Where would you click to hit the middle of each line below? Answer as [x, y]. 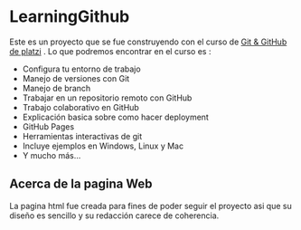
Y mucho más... [52, 155]
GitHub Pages [48, 126]
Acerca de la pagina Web [81, 184]
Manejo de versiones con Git [76, 78]
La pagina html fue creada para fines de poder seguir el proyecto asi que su [150, 206]
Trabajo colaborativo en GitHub [81, 107]
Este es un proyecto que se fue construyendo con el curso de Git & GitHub [148, 42]
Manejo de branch [56, 88]
